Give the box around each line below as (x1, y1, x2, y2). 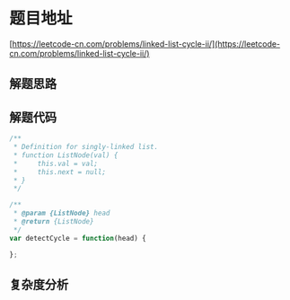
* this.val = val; (13, 159, 99, 168)
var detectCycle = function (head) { (9, 234, 146, 243)
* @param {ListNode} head (13, 208, 110, 218)
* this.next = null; (13, 167, 106, 176)
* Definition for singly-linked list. (13, 143, 159, 152)
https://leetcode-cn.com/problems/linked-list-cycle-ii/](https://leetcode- (12, 38, 281, 49)
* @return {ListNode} (13, 217, 94, 226)
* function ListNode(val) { (13, 150, 119, 160)
